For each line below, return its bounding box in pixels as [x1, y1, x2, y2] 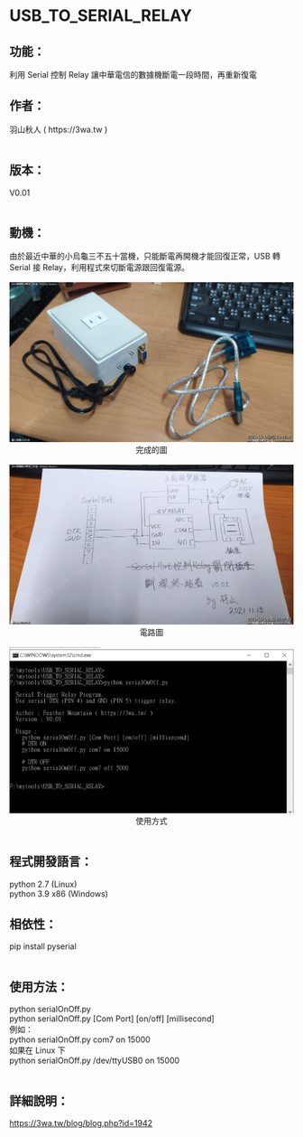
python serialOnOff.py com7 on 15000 [9, 1034, 151, 1045]
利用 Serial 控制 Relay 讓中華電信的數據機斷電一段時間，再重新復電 [9, 70, 257, 80]
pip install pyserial [9, 941, 77, 952]
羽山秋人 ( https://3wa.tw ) [9, 124, 108, 135]
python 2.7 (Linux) [9, 879, 78, 889]
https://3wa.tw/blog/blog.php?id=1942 [9, 1118, 153, 1129]
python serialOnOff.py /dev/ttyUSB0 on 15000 [9, 1055, 180, 1067]
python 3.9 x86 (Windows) [9, 888, 108, 899]
